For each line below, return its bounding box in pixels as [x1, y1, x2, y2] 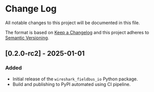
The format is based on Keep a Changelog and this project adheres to [5, 29, 149, 35]
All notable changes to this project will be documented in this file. [5, 20, 140, 26]
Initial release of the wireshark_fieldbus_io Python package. [12, 76, 138, 82]
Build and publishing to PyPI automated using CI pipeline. [12, 81, 131, 87]
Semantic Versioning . [5, 35, 49, 41]
